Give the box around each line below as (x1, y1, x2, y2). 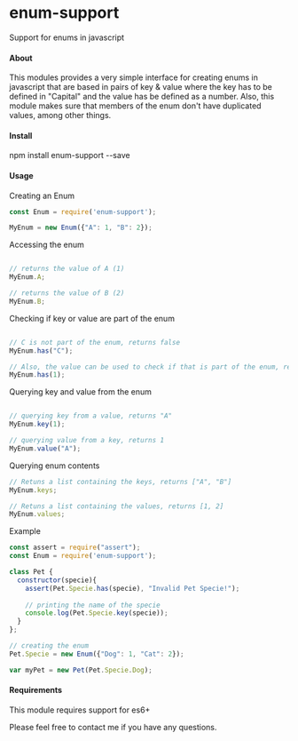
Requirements (9, 685, 63, 696)
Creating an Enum (9, 190, 75, 201)
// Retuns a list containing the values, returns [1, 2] (9, 501, 224, 511)
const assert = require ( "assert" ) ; (9, 543, 141, 553)
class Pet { (9, 568, 53, 577)
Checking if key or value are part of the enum (9, 313, 176, 323)
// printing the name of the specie (25, 601, 161, 610)
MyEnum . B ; (9, 297, 46, 306)
